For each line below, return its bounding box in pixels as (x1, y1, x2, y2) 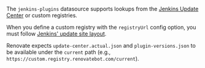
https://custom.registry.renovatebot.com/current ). (6, 55, 139, 62)
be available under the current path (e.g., (6, 48, 111, 56)
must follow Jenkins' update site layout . (6, 30, 107, 37)
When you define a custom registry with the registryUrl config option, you (6, 24, 196, 31)
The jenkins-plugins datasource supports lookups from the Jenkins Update (6, 6, 199, 12)
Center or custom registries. (6, 12, 78, 19)
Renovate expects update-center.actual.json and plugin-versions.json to (6, 42, 196, 49)
